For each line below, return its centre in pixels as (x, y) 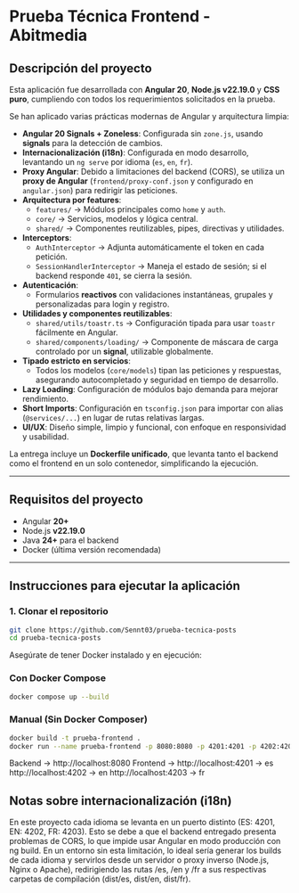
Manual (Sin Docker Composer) (79, 719)
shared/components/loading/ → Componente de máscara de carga (157, 342)
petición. (52, 257)
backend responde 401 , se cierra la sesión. (114, 275)
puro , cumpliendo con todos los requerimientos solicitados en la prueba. (142, 99)
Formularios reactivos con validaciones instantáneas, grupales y (154, 295)
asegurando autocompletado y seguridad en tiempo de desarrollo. (157, 380)
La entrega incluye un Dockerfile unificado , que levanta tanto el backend (144, 454)
